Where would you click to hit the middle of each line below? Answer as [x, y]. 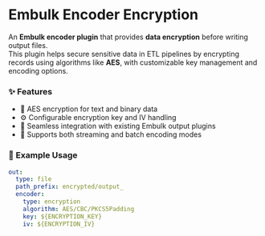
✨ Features [31, 91]
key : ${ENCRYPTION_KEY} [63, 216]
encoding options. [38, 70]
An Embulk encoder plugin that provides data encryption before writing [128, 37]
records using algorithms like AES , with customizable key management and [133, 62]
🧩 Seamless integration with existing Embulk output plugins [118, 126]
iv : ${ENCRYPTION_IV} [59, 224]
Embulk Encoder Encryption [104, 15]
